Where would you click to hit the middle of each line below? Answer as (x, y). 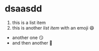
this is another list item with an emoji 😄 (53, 27)
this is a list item (29, 22)
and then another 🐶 (32, 42)
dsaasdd (23, 9)
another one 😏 (28, 37)
